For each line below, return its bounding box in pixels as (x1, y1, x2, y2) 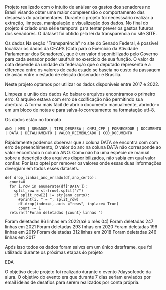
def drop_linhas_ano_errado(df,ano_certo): (5, 175, 97, 180)
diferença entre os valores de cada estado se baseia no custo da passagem (5, 67, 161, 72)
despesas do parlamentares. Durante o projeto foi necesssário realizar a (5, 15, 153, 20)
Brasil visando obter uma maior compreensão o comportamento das (5, 9, 145, 15)
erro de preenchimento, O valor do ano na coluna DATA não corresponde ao (5, 145, 161, 150)
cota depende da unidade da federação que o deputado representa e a (5, 62, 151, 67)
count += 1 (18, 206, 41, 211)
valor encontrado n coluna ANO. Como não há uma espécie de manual (5, 150, 150, 155)
